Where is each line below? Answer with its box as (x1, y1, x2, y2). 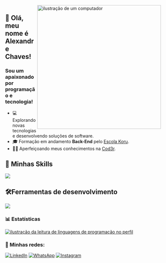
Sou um (5, 67, 24, 74)
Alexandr (5, 37, 34, 46)
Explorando (12, 117, 36, 123)
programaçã (5, 86, 36, 93)
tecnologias (12, 127, 37, 133)
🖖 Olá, (5, 14, 24, 22)
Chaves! (5, 53, 32, 61)
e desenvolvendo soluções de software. (12, 133, 94, 139)
